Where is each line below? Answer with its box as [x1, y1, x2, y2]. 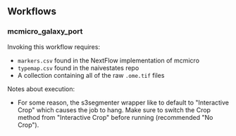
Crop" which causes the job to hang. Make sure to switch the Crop [17, 105, 211, 114]
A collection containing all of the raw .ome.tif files [17, 71, 165, 79]
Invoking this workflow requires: [7, 42, 101, 51]
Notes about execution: [7, 84, 75, 93]
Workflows [7, 6, 56, 18]
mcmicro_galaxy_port [7, 27, 83, 36]
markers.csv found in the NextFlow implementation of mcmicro [17, 56, 199, 64]
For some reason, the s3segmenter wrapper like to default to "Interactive [17, 98, 229, 107]
